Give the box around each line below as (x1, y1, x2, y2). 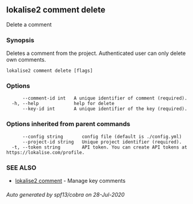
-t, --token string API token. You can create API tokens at (11, 144, 188, 150)
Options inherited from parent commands (6, 120, 131, 129)
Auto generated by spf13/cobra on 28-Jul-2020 (6, 191, 125, 198)
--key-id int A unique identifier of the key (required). (22, 106, 188, 112)
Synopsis (6, 36, 34, 44)
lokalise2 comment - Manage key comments (14, 177, 125, 184)
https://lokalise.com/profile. (6, 149, 85, 156)
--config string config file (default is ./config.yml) (22, 133, 182, 139)
